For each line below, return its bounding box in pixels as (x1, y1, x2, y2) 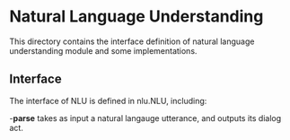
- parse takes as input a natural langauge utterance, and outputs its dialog (9, 112, 282, 123)
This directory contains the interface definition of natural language (9, 36, 255, 47)
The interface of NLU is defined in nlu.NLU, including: (9, 95, 207, 106)
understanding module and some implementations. (9, 45, 198, 56)
